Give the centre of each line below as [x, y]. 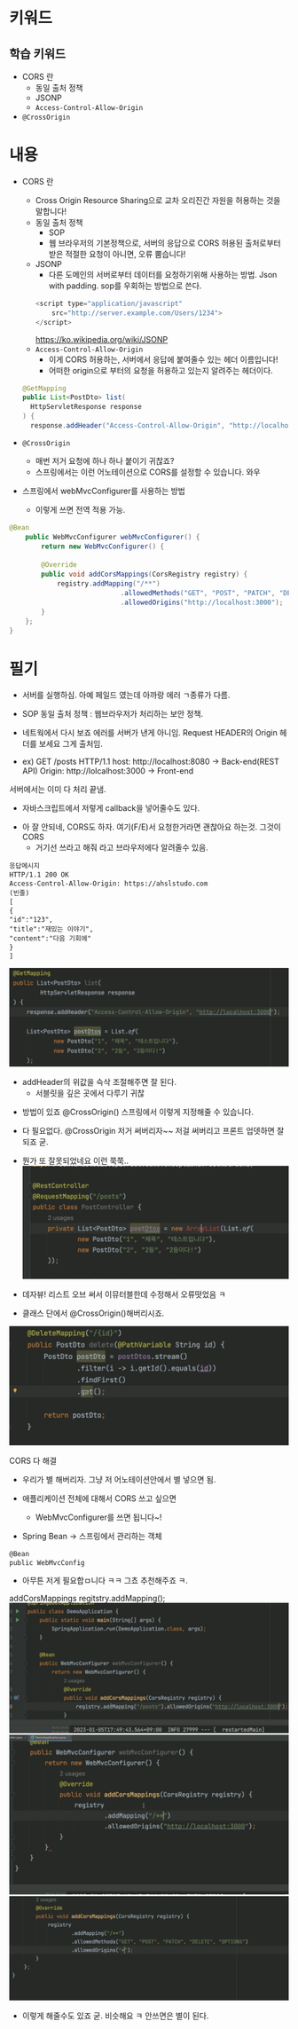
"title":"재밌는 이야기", [51, 929]
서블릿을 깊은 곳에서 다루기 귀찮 [90, 1093]
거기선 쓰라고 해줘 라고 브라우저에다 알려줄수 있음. [122, 847]
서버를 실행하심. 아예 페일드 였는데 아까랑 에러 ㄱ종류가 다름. [126, 695]
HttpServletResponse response [86, 407]
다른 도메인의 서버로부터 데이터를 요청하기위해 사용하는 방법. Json [163, 274]
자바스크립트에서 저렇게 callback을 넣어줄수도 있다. [111, 808]
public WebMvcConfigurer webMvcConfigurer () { [113, 537]
